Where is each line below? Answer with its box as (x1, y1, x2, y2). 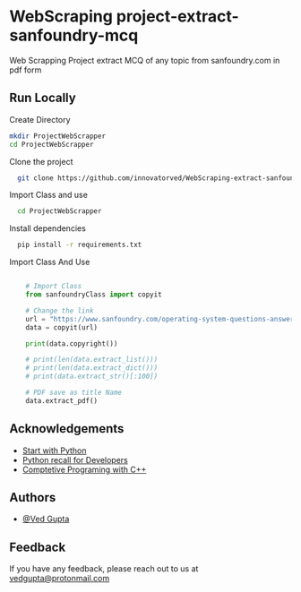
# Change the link (25, 306, 94, 315)
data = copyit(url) (25, 322, 99, 332)
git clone (17, 173, 54, 183)
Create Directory (9, 114, 71, 124)
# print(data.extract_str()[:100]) (25, 372, 159, 382)
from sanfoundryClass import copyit (25, 290, 163, 299)
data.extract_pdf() (25, 396, 99, 405)
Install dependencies (9, 223, 87, 234)
